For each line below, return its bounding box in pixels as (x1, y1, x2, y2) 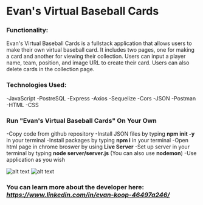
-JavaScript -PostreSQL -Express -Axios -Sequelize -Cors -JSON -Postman (6, 94, 196, 102)
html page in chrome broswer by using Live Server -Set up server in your (6, 143, 190, 150)
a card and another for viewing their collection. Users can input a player (6, 53, 186, 60)
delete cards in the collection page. (6, 66, 95, 73)
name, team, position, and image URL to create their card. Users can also (6, 59, 190, 66)
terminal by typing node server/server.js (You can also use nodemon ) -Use (6, 150, 197, 157)
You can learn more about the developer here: (6, 183, 145, 191)
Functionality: (6, 26, 49, 35)
